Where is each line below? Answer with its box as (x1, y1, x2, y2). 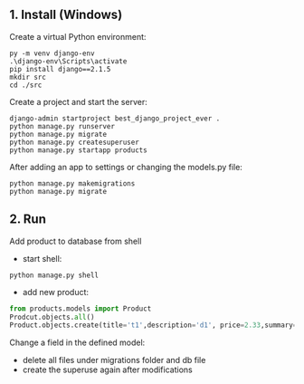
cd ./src (9, 81, 43, 90)
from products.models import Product (9, 303, 152, 313)
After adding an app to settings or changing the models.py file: (9, 161, 242, 172)
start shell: (22, 253, 62, 264)
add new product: (22, 286, 89, 297)
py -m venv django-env (9, 49, 95, 58)
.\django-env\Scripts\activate (9, 56, 128, 66)
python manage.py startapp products (9, 145, 147, 155)
